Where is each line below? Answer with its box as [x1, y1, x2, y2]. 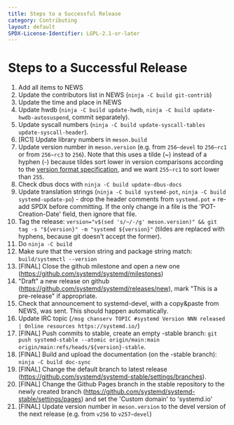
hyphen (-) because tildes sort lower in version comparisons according [18, 158, 223, 166]
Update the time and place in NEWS [18, 98, 122, 107]
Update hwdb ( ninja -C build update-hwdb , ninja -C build [18, 106, 191, 114]
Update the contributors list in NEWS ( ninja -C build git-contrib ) [18, 90, 212, 99]
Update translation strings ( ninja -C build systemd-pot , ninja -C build [18, 187, 226, 196]
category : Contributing [8, 17, 78, 24]
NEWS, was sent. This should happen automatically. [18, 306, 169, 316]
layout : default [8, 23, 55, 30]
